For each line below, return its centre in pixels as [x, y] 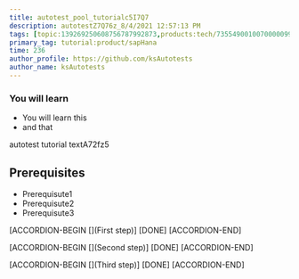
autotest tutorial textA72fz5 [59, 144]
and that [37, 127]
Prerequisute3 [48, 213]
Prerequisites [47, 172]
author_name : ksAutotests [57, 68]
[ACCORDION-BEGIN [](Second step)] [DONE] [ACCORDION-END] [131, 247]
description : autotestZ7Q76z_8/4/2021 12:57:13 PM [105, 26]
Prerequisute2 [48, 203]
